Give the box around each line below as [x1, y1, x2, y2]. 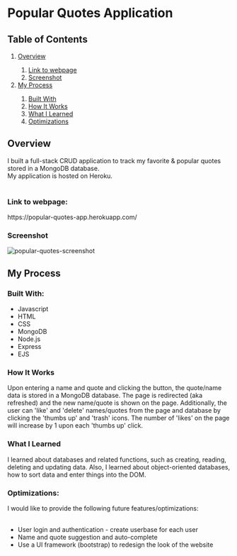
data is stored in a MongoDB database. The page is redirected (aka [7, 391, 203, 400]
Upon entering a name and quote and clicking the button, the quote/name [7, 384, 222, 392]
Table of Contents [7, 33, 88, 45]
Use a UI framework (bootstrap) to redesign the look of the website [17, 540, 214, 549]
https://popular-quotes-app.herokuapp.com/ [7, 213, 138, 221]
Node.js [17, 335, 41, 343]
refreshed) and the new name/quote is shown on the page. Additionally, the [7, 399, 228, 407]
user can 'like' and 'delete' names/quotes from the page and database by [7, 406, 221, 415]
